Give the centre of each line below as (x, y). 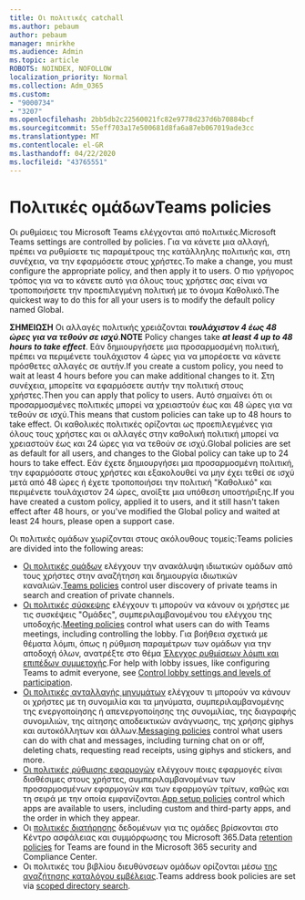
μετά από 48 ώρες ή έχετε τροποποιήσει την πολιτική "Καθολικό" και (141, 482)
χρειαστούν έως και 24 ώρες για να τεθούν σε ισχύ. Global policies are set (150, 444)
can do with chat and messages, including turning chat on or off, (144, 740)
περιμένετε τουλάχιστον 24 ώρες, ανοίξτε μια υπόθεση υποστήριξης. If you (152, 492)
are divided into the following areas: (76, 549)
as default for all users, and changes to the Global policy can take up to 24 (149, 453)
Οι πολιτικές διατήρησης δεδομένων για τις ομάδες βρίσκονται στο (151, 828)
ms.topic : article (44, 60)
